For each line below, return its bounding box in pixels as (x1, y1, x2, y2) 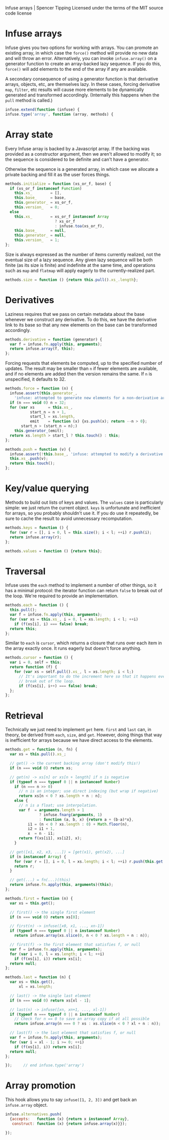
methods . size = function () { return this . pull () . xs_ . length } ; (5, 277, 138, 282)
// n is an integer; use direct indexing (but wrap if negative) (18, 789, 158, 794)
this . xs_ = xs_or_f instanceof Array (14, 214, 109, 219)
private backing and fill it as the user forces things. (5, 171, 111, 177)
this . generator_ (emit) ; (14, 429, 64, 434)
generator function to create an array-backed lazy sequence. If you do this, (5, 61, 161, 67)
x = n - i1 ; (27, 831, 55, 836)
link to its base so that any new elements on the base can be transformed (5, 321, 157, 328)
